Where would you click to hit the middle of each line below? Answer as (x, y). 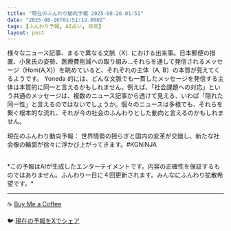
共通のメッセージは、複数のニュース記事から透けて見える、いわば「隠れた (118, 96)
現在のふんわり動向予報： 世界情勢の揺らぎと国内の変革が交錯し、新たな (110, 136)
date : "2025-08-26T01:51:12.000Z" (57, 20)
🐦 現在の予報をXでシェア (44, 221)
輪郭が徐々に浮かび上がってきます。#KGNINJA (91, 145)
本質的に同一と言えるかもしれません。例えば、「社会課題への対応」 (114, 87)
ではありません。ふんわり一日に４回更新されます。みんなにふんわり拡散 (115, 175)
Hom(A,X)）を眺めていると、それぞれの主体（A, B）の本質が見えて (120, 70)
